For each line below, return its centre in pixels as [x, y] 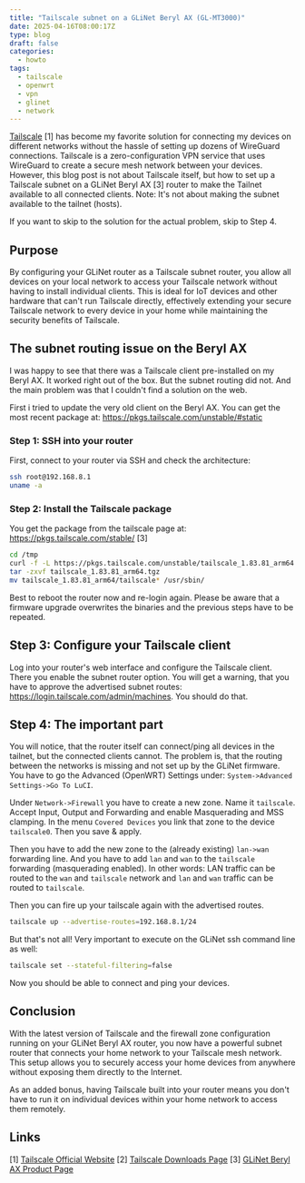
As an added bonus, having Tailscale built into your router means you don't [150, 1089]
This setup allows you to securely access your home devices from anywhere [152, 1062]
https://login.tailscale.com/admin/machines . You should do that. [129, 696]
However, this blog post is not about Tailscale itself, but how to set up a [142, 175]
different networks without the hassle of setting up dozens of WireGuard [145, 146]
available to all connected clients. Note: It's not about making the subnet [144, 194]
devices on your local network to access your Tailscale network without [143, 281]
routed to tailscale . [47, 888]
